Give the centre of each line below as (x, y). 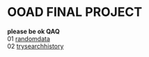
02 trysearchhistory (36, 46)
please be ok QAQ (34, 31)
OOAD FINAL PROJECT (75, 12)
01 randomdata (29, 38)
